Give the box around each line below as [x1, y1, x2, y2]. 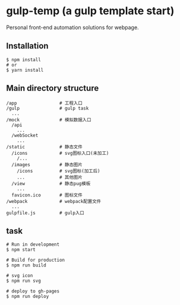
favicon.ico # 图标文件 [11, 192, 83, 198]
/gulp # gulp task [6, 105, 89, 111]
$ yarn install [6, 67, 44, 73]
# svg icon [6, 273, 33, 279]
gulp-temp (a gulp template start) [6, 4, 175, 18]
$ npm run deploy [6, 294, 49, 300]
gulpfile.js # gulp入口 [6, 209, 84, 216]
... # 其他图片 [17, 174, 83, 180]
